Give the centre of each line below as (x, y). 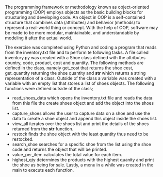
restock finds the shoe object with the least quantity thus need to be (80, 134)
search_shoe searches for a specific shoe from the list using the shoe (81, 144)
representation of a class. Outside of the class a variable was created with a (81, 78)
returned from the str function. (43, 129)
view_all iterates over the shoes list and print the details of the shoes (80, 124)
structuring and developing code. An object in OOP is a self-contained (75, 17)
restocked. (23, 139)
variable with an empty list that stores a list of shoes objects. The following (80, 83)
